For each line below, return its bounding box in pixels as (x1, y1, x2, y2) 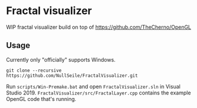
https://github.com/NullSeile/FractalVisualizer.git (6, 72, 138, 79)
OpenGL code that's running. (6, 95, 76, 102)
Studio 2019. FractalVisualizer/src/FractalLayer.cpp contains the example (6, 89, 191, 96)
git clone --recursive (6, 67, 62, 73)
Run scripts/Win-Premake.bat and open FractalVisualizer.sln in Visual (6, 83, 181, 90)
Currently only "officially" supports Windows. (6, 56, 116, 63)
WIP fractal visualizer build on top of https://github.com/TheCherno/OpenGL (6, 23, 192, 31)
